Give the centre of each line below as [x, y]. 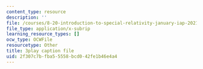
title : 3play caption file [40, 51]
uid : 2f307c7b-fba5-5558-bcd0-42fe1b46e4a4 [62, 56]
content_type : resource [36, 12]
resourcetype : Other [32, 46]
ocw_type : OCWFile [29, 40]
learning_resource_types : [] [43, 34]
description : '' [27, 17]
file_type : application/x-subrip [48, 28]
